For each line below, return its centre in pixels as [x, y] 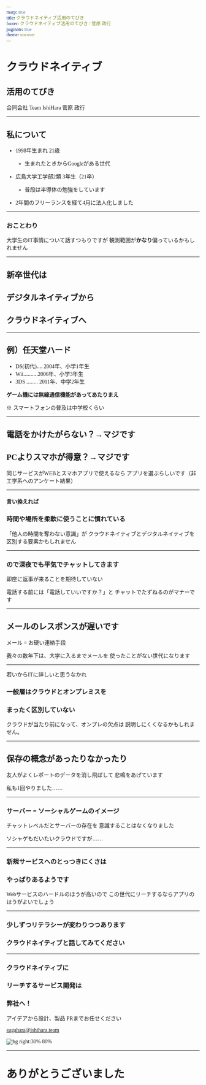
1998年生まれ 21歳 [37, 151]
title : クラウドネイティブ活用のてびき [45, 18]
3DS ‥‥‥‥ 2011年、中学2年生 [50, 382]
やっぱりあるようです [38, 880]
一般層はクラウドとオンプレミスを [57, 692]
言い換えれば [22, 502]
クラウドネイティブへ [47, 320]
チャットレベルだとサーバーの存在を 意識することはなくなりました [90, 826]
